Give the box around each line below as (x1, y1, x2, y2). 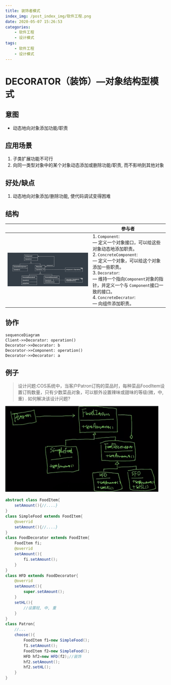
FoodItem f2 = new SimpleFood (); (23, 648, 90, 654)
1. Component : (92, 233, 120, 239)
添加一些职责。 (92, 264, 124, 270)
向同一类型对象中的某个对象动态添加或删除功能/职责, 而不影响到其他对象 (12, 162, 164, 168)
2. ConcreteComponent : (92, 251, 138, 258)
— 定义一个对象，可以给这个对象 (92, 257, 161, 263)
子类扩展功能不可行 (12, 156, 53, 162)
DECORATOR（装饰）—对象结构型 (5, 76, 150, 87)
